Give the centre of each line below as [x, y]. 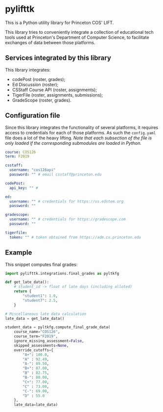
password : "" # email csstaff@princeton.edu [56, 175]
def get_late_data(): [27, 282]
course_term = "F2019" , [36, 336]
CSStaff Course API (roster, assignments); [54, 90]
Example [19, 253]
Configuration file [33, 116]
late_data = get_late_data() [35, 318]
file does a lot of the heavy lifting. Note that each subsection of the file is [79, 138]
